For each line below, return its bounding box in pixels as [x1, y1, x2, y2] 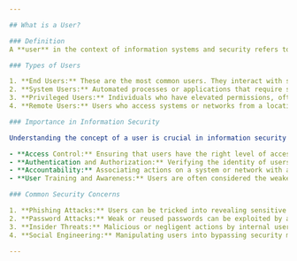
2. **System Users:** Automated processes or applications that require [9, 85, 283, 94]
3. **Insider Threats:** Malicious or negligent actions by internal [9, 222, 271, 231]
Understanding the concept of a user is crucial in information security [9, 134, 287, 142]
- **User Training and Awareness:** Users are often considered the [9, 174, 267, 183]
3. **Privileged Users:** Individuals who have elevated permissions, [9, 94, 275, 103]
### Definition [9, 36, 65, 45]
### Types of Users [9, 61, 81, 70]
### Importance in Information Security [9, 117, 161, 127]
